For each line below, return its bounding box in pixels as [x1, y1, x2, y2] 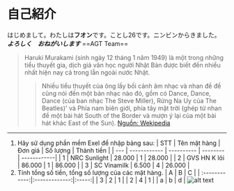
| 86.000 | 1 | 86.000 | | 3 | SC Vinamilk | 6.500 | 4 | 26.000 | [17, 161, 190, 169]
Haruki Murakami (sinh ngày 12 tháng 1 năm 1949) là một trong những [24, 53, 224, 61]
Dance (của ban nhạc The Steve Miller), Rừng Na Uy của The [41, 96, 217, 105]
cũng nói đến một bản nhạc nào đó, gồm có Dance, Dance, [41, 89, 211, 98]
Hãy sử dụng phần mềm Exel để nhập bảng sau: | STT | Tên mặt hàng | [17, 139, 221, 147]
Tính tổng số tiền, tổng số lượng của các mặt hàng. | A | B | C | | [17, 168, 201, 176]
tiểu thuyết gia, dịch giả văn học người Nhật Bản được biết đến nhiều [24, 61, 221, 69]
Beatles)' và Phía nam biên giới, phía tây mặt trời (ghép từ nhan [41, 104, 222, 112]
